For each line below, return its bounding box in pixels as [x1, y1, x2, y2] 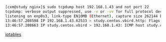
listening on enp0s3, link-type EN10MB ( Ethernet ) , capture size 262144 [5, 14, 158, 19]
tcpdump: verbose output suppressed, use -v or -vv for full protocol [5, 9, 154, 14]
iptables [5, 32, 21, 38]
